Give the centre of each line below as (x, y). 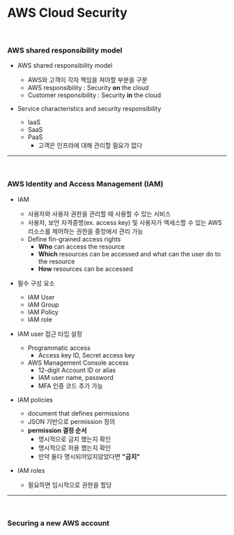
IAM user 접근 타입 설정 (49, 334)
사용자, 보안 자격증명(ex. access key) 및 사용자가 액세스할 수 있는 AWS (125, 222)
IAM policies (35, 400)
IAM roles (31, 470)
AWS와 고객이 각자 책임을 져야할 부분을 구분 (87, 80)
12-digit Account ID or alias (77, 370)
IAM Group (43, 305)
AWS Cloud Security (67, 13)
